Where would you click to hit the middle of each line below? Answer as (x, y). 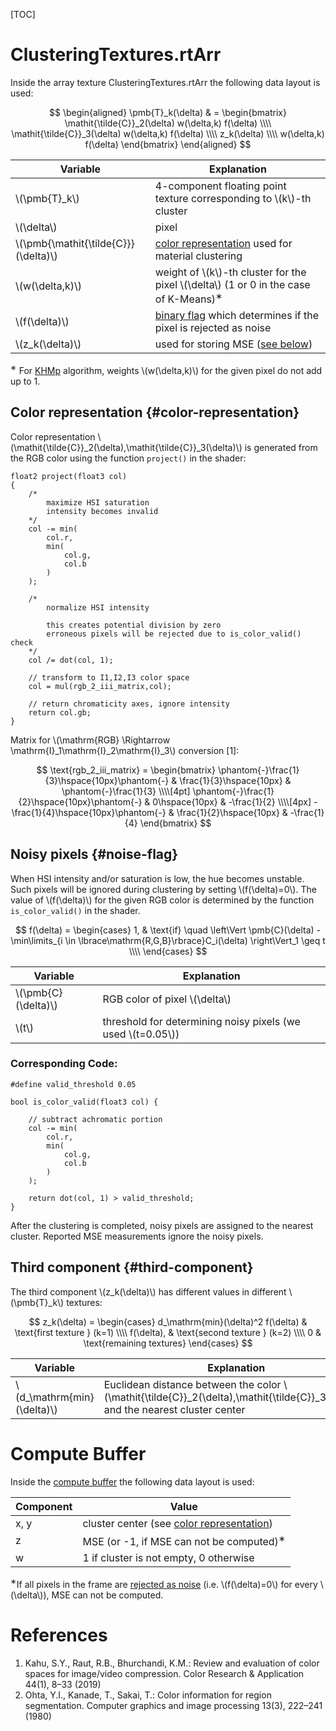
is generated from (281, 447)
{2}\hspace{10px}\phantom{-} (80, 801)
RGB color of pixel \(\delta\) (167, 999)
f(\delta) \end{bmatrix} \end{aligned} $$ (168, 144)
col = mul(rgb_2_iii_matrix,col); (100, 686)
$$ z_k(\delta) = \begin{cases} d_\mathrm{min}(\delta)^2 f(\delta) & (168, 1321)
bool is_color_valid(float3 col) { (84, 1102)
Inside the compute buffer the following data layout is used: (132, 1481)
